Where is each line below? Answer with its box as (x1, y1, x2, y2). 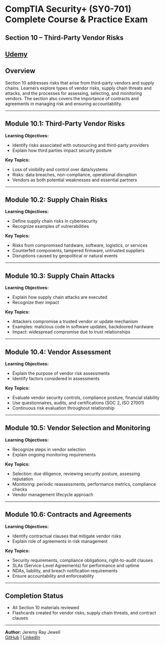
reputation (12, 476, 33, 482)
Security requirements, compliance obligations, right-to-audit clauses (12, 557, 153, 563)
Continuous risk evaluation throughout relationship (12, 405, 115, 411)
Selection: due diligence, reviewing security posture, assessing (12, 471, 140, 477)
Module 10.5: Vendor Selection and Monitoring (5, 424, 151, 432)
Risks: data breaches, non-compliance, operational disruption (12, 171, 137, 177)
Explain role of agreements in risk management (12, 538, 108, 544)
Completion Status (5, 592, 64, 600)
